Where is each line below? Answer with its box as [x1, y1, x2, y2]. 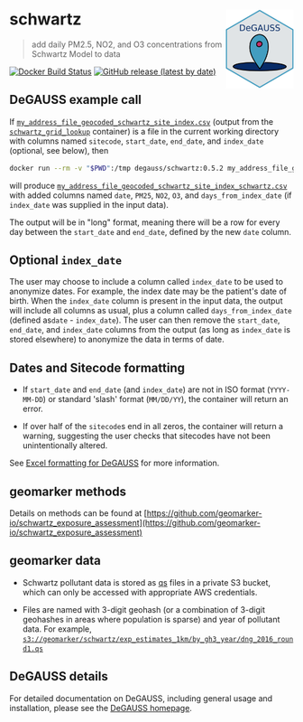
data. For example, [22, 624, 92, 634]
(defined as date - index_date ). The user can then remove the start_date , [9, 314, 280, 325]
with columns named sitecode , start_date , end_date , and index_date [9, 136, 264, 146]
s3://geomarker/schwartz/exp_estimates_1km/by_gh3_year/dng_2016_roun [22, 634, 294, 643]
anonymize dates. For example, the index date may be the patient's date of [9, 286, 287, 297]
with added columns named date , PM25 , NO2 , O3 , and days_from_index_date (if [9, 190, 292, 201]
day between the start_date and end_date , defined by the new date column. [9, 226, 291, 237]
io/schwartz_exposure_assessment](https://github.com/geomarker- [9, 518, 262, 529]
